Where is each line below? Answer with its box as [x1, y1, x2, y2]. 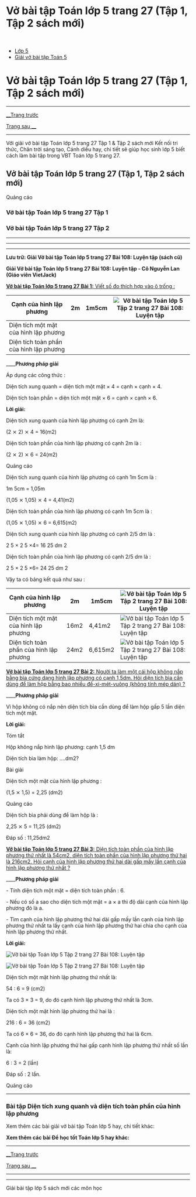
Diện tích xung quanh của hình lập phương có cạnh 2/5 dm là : [6, 530, 156, 537]
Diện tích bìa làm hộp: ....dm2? [6, 754, 79, 762]
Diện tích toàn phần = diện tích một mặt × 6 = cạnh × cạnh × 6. [6, 394, 157, 401]
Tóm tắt [6, 732, 24, 739]
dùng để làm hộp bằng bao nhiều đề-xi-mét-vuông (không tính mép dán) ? [6, 680, 185, 688]
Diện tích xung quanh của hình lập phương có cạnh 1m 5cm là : [6, 473, 157, 481]
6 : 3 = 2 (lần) [6, 1059, 39, 1066]
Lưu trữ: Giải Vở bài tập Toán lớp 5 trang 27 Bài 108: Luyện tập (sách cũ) [6, 254, 183, 261]
